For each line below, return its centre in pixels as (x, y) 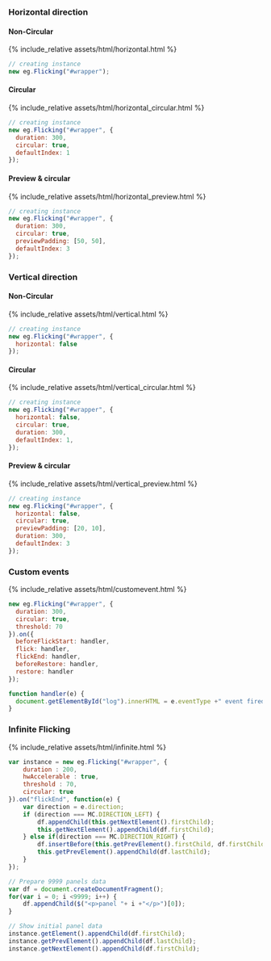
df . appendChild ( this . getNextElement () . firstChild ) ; (126, 822)
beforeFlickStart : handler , (63, 642)
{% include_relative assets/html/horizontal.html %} (93, 49)
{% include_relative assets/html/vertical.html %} (88, 314)
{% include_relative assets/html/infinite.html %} (88, 747)
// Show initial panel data (56, 926)
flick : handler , (43, 649)
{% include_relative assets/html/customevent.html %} (98, 590)
